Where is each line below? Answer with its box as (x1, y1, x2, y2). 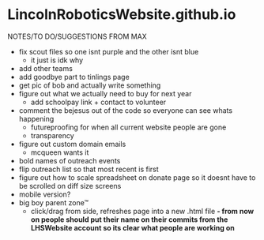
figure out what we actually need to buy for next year (18, 88, 192, 98)
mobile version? (18, 189, 71, 199)
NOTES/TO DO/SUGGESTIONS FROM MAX (7, 32, 147, 41)
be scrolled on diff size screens (18, 181, 122, 190)
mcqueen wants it (30, 148, 89, 157)
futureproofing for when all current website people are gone (30, 122, 227, 132)
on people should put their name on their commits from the (30, 215, 228, 224)
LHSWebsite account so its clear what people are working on (30, 223, 235, 232)
